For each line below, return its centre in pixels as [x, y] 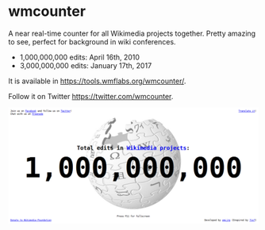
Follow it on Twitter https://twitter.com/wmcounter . [91, 96]
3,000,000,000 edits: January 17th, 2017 [86, 65]
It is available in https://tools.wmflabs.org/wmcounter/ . [97, 81]
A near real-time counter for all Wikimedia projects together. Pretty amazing [132, 33]
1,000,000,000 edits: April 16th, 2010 [80, 57]
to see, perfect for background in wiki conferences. [92, 41]
